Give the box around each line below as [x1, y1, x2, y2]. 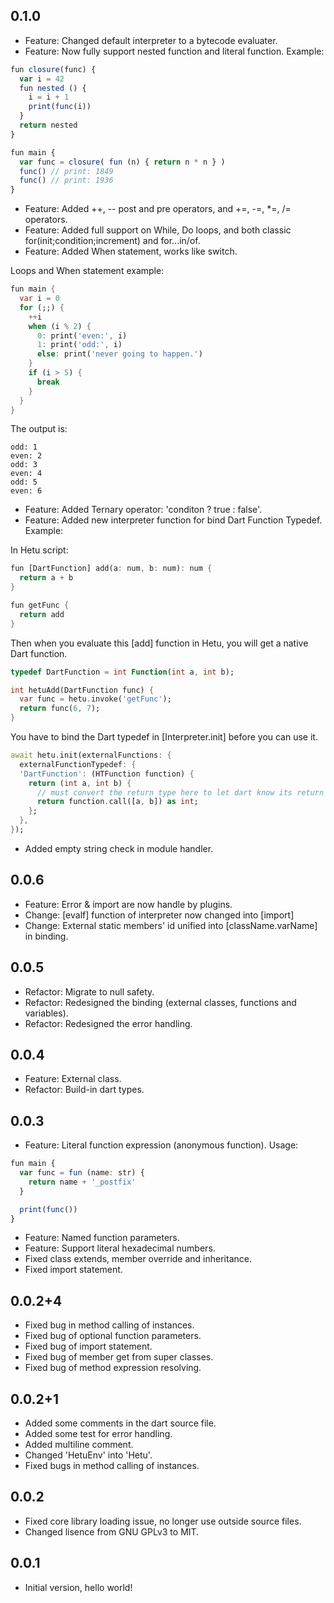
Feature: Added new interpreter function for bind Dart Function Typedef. [24, 514, 323, 526]
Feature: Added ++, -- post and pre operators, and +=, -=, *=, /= [24, 203, 292, 215]
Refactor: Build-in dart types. [24, 1084, 145, 1096]
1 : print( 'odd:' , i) [36, 340, 123, 350]
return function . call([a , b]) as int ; [36, 797, 199, 807]
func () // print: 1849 [19, 166, 114, 176]
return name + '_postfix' [28, 1177, 137, 1187]
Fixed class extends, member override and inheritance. [24, 1253, 252, 1265]
